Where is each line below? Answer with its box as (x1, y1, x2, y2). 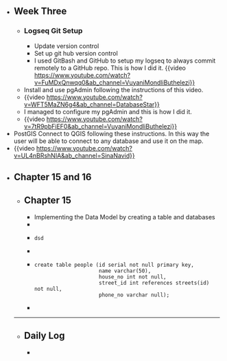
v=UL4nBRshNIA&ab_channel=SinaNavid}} (13, 151, 135, 160)
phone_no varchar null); (98, 292, 170, 298)
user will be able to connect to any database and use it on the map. (13, 137, 204, 145)
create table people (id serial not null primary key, (34, 261, 194, 268)
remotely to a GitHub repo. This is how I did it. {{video (34, 63, 187, 72)
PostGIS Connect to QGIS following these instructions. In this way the (13, 129, 210, 138)
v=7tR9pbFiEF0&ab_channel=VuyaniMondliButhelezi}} (23, 122, 177, 130)
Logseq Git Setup (23, 26, 83, 36)
